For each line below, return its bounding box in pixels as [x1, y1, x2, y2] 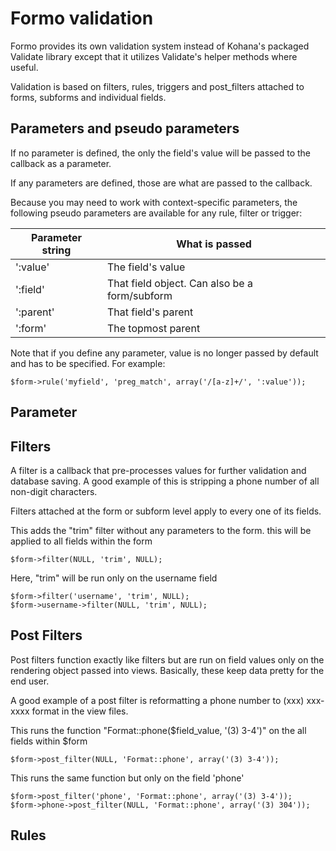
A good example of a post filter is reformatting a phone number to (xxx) [10, 694, 305, 706]
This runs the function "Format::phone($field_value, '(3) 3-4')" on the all [10, 724, 307, 736]
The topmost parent [106, 321, 201, 335]
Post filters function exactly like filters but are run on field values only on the [10, 653, 325, 666]
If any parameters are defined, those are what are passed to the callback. [10, 177, 313, 189]
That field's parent [106, 305, 194, 319]
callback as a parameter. [10, 157, 112, 169]
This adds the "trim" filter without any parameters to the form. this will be [10, 524, 312, 536]
